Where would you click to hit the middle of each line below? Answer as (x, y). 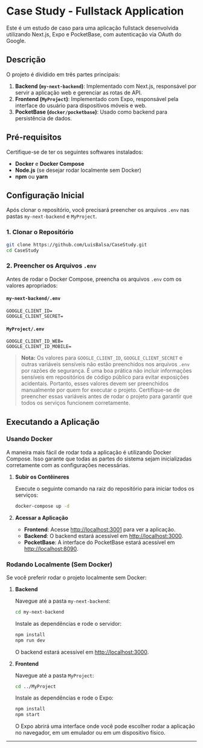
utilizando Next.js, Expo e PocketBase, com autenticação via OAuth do (94, 34)
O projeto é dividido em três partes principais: (63, 74)
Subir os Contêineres (42, 477)
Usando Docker (30, 439)
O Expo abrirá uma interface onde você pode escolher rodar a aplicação (105, 726)
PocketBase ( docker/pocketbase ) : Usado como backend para (91, 112)
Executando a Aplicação (53, 422)
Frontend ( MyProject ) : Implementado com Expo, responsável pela (97, 99)
